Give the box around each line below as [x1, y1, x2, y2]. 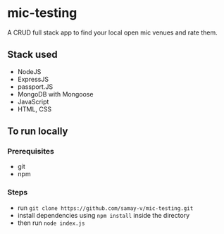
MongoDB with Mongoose [17, 90, 94, 98]
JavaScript [17, 97, 49, 106]
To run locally [7, 125, 68, 137]
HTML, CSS [17, 104, 51, 113]
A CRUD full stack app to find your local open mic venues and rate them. [7, 28, 218, 37]
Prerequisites [7, 147, 54, 156]
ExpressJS [17, 75, 49, 83]
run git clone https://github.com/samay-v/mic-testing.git [17, 203, 194, 212]
